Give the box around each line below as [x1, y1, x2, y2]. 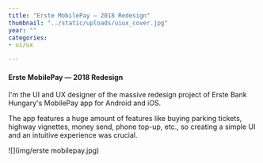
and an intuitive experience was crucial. [8, 131, 138, 140]
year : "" [8, 26, 37, 34]
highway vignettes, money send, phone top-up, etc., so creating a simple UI [8, 122, 256, 131]
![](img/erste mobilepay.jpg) [8, 146, 100, 155]
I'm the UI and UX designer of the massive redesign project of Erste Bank [8, 90, 247, 100]
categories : [8, 33, 48, 42]
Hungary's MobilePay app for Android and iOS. [8, 98, 162, 108]
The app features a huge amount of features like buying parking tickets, [8, 114, 242, 123]
